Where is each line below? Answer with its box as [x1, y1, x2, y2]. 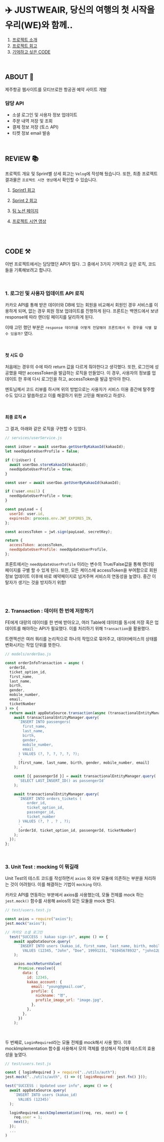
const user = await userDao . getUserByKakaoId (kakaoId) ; [5, 480, 121, 485]
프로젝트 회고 [12, 42, 38, 49]
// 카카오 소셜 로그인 [5, 930, 43, 935]
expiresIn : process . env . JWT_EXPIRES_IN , [9, 516, 93, 521]
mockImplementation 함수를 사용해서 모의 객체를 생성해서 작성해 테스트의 [5, 1045, 146, 1051]
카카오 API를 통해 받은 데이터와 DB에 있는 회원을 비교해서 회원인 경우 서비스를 [5, 302, 153, 307]
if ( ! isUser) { [5, 458, 36, 463]
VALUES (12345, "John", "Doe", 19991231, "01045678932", [22, 948, 141, 953]
